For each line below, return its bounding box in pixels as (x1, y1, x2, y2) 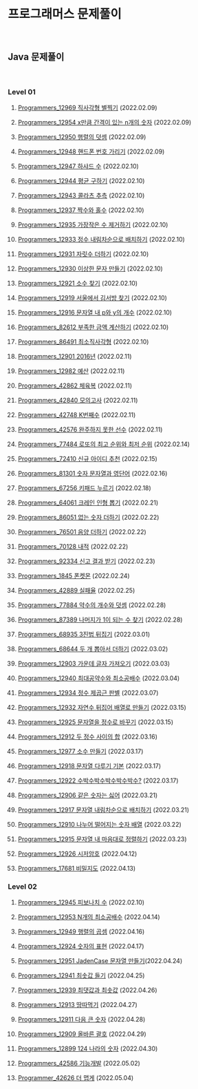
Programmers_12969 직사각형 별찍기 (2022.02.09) (17, 104, 157, 112)
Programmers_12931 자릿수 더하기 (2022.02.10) (17, 250, 149, 258)
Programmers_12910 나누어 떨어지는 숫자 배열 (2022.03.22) (17, 821, 181, 829)
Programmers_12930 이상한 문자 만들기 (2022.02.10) (17, 264, 164, 273)
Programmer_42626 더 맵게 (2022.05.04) (17, 1074, 134, 1082)
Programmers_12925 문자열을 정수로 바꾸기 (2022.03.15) (17, 718, 174, 726)
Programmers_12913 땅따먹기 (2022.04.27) (17, 1001, 138, 1009)
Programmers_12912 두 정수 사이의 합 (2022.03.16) (17, 732, 157, 741)
